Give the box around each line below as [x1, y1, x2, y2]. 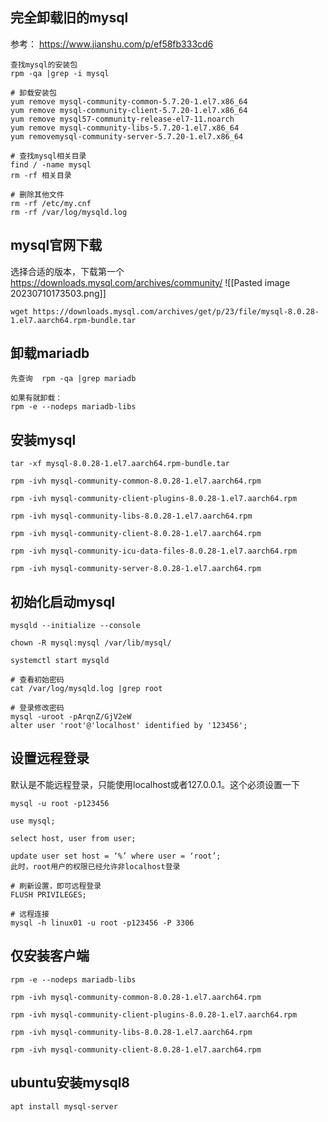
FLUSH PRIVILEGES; [10, 889, 87, 900]
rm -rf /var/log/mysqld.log [10, 207, 128, 217]
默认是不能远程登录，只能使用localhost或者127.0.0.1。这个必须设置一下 [10, 778, 301, 790]
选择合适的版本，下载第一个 [10, 265, 125, 277]
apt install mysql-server [10, 1101, 118, 1112]
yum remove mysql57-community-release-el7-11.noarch [10, 114, 235, 124]
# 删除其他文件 [10, 189, 65, 200]
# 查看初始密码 [10, 675, 65, 685]
